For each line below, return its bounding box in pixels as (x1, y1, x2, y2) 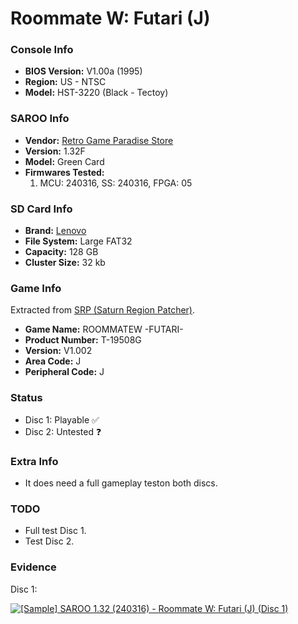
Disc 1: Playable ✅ (24, 413, 100, 426)
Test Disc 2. (24, 535, 75, 547)
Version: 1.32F (24, 145, 86, 157)
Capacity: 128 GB (24, 246, 99, 258)
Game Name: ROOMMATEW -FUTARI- (24, 323, 184, 336)
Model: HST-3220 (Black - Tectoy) (24, 87, 169, 99)
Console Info (10, 43, 74, 57)
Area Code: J (24, 355, 82, 367)
